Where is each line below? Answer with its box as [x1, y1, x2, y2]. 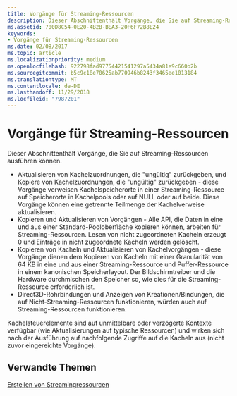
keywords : [7, 30, 37, 37]
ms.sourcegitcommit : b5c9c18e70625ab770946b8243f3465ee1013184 [7, 69, 197, 76]
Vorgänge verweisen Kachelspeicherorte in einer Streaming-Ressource [17, 185, 224, 194]
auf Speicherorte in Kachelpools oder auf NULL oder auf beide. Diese [17, 192, 220, 201]
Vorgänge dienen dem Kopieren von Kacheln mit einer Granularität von [17, 252, 224, 261]
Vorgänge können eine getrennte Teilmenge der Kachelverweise [17, 200, 205, 209]
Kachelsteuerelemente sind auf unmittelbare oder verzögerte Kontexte [7, 318, 212, 327]
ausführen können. [7, 156, 62, 165]
